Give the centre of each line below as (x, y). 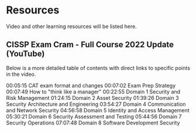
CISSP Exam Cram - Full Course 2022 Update (90, 45)
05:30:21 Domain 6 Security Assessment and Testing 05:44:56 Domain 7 (94, 116)
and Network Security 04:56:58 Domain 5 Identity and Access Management (98, 110)
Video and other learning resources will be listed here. (71, 26)
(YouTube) (26, 54)
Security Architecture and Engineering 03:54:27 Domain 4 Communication (96, 104)
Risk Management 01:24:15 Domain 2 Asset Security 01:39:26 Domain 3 (92, 98)
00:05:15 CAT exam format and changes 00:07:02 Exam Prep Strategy (91, 85)
